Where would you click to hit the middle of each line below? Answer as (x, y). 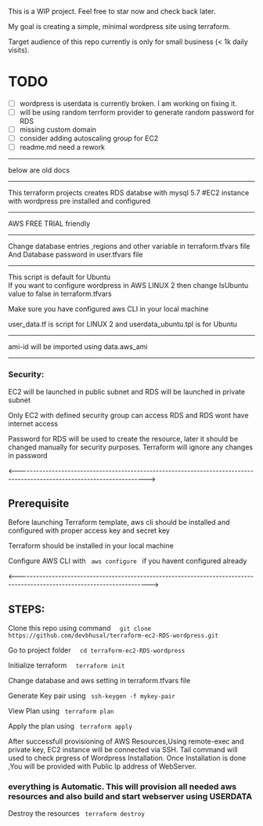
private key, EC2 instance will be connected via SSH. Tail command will (123, 750)
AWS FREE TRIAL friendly (49, 224)
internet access (33, 424)
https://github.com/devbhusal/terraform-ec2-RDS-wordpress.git (113, 636)
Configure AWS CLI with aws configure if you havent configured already (128, 561)
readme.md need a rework (62, 147)
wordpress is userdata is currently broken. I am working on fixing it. (128, 103)
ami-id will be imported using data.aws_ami (78, 347)
